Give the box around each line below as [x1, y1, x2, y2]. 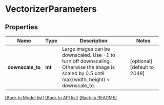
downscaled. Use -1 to [62, 52, 116, 58]
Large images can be [62, 45, 111, 52]
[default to [130, 64, 154, 70]
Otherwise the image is [62, 64, 115, 70]
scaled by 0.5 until [62, 70, 105, 77]
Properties [5, 23, 38, 31]
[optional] [130, 58, 153, 64]
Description [80, 38, 108, 44]
